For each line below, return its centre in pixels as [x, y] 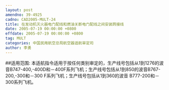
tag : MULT [16, 39]
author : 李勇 [18, 48]
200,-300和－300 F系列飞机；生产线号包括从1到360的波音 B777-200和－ [82, 76]
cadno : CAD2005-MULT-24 [31, 19]
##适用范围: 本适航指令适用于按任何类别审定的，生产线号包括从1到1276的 [82, 63]
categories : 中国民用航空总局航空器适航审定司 [50, 43]
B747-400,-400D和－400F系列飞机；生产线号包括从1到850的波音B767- [85, 69]
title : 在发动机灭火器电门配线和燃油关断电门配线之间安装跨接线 [65, 24]
